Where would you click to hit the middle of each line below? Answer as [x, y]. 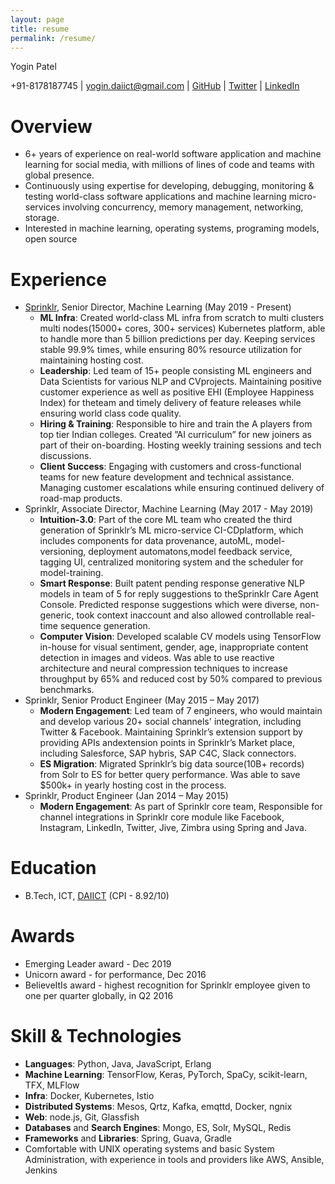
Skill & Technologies [96, 1036]
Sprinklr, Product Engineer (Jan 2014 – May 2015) [126, 796]
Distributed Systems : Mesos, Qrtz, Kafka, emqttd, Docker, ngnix [158, 1107]
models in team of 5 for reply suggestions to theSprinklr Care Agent [179, 594]
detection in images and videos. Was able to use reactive [157, 658]
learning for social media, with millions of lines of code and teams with [169, 165]
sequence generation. [105, 626]
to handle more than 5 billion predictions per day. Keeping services [177, 339]
